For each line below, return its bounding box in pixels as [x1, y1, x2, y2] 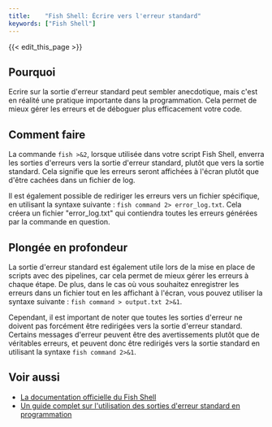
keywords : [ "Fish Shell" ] [8, 20, 96, 28]
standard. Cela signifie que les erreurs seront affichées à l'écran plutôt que [8, 167, 260, 176]
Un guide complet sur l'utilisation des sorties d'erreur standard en [19, 400, 241, 411]
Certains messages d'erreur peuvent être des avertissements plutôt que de [8, 329, 260, 339]
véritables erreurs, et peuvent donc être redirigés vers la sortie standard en [8, 338, 261, 348]
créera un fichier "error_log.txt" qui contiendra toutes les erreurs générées [8, 208, 258, 218]
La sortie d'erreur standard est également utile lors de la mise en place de [8, 262, 256, 272]
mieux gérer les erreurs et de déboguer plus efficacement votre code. [8, 104, 242, 114]
